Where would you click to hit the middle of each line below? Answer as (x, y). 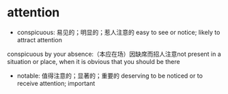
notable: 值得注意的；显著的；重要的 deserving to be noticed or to (110, 76)
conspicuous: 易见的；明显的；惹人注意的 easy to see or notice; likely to (118, 32)
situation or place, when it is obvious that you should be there (94, 61)
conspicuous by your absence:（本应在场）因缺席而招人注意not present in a (114, 54)
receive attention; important (56, 83)
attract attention (40, 40)
